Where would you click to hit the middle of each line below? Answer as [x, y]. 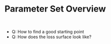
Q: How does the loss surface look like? [51, 37]
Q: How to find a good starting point [48, 31]
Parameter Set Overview [55, 9]
